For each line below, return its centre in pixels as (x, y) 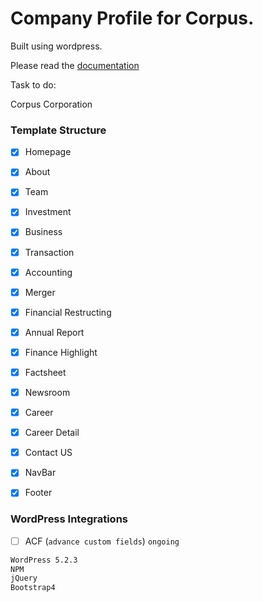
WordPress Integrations (69, 519)
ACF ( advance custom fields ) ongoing (102, 541)
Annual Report (54, 332)
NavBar (40, 473)
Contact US (48, 453)
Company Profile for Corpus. (132, 18)
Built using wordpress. (56, 46)
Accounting (48, 272)
